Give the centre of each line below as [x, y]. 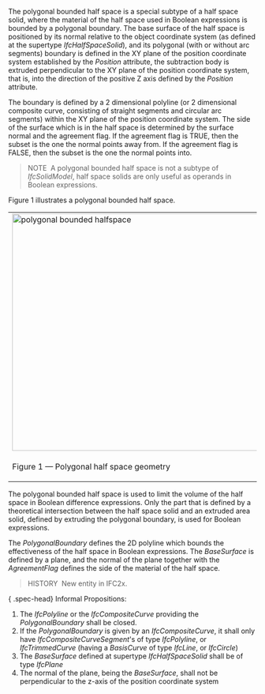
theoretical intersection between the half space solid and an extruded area [129, 511]
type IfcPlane [41, 664]
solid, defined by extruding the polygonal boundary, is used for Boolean [125, 519]
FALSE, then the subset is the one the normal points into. [100, 153]
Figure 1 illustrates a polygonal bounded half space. [92, 200]
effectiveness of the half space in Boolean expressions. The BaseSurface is [131, 551]
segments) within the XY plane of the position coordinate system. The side [129, 119]
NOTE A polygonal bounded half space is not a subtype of [123, 168]
